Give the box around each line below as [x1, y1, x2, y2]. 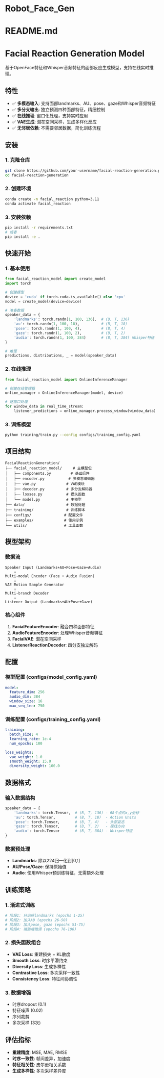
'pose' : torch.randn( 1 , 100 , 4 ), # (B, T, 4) [14, 326, 125, 331]
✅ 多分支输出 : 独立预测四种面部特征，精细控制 [12, 106, 105, 113]
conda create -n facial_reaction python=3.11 [5, 197, 99, 202]
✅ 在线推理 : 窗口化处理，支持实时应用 [12, 113, 88, 119]
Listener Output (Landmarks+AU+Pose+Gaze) [5, 599, 93, 604]
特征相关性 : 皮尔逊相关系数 [12, 1061, 66, 1067]
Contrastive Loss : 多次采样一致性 [12, 970, 80, 975]
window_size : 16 [9, 699, 42, 704]
